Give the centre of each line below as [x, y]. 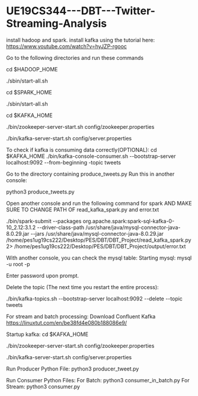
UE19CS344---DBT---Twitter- [81, 11]
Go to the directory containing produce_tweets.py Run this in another [90, 174]
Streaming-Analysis [57, 23]
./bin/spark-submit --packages [44, 221]
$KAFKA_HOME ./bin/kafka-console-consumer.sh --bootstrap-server [91, 156]
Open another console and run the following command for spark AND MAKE [99, 203]
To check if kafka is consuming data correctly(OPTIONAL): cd [82, 150]
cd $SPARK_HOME [29, 92]
